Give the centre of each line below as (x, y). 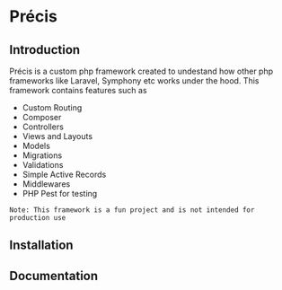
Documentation (54, 276)
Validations (43, 165)
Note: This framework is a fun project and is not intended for (132, 210)
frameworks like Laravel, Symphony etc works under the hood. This (134, 81)
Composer (42, 117)
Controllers (43, 127)
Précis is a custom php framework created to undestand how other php (141, 71)
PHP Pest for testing (60, 193)
